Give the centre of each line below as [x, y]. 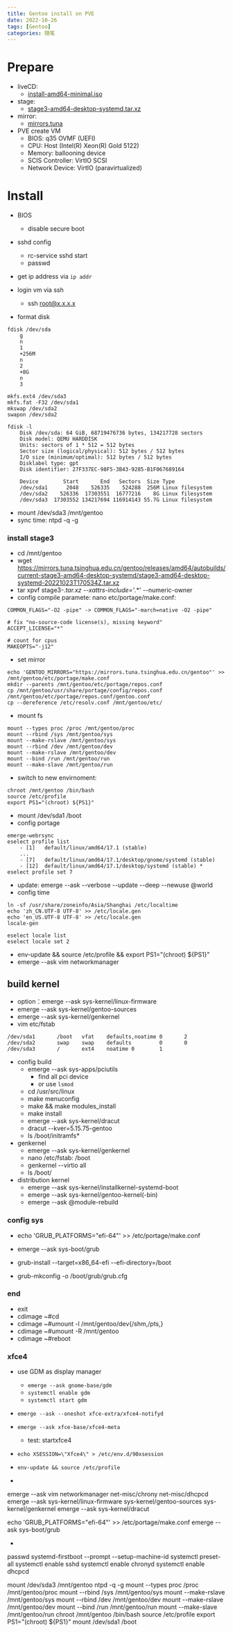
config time [33, 892]
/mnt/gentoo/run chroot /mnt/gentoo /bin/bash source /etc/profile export [111, 1615]
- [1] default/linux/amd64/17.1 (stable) [84, 848]
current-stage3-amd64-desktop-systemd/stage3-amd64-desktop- [113, 576]
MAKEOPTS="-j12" [31, 647]
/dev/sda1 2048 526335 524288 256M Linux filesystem [116, 488]
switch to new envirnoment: [57, 778]
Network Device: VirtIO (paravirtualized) [85, 168]
